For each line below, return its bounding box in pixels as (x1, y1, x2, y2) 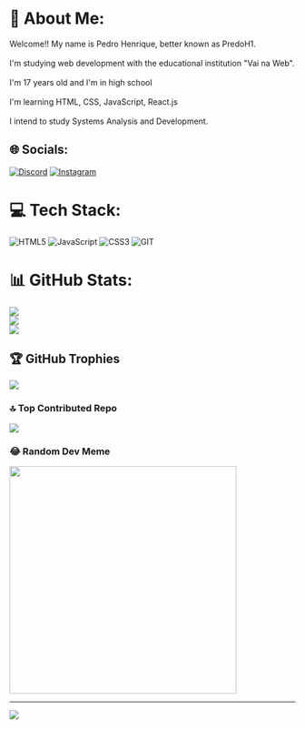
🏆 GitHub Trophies (9, 351, 121, 367)
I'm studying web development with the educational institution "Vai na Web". (9, 57, 295, 68)
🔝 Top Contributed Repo (9, 402, 118, 415)
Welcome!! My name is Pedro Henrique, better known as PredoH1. (9, 38, 257, 49)
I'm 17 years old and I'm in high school (9, 76, 152, 87)
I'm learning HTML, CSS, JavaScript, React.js (9, 96, 179, 107)
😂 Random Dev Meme (9, 445, 111, 458)
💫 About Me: (9, 8, 105, 29)
